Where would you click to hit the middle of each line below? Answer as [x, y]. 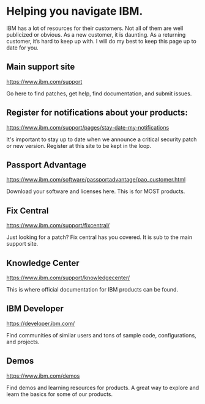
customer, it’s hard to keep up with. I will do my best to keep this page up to [102, 41]
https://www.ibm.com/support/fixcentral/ [58, 226]
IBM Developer [35, 309]
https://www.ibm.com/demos [43, 376]
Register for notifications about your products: [97, 113]
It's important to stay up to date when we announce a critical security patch [102, 139]
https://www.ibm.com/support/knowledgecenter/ [68, 277]
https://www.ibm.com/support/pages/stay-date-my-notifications [88, 127]
